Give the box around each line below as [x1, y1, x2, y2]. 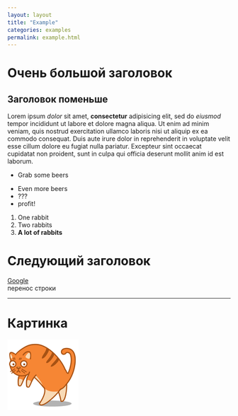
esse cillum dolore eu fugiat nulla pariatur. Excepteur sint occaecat [7, 142, 202, 151]
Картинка [7, 316, 68, 332]
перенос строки [7, 284, 57, 293]
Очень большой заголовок [7, 65, 173, 81]
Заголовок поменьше [7, 93, 108, 105]
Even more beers [17, 185, 68, 193]
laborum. [7, 157, 34, 166]
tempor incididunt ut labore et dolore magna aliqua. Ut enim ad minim [7, 120, 210, 128]
